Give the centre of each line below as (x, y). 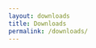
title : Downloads (38, 24)
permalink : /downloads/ (48, 31)
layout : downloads (39, 16)
